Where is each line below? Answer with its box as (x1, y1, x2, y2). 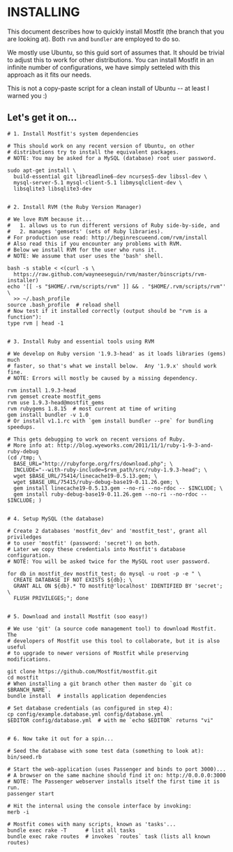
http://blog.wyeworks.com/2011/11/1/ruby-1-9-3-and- (57, 441, 214, 449)
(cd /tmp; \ (7, 454, 42, 461)
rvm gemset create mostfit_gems (7, 392, 101, 400)
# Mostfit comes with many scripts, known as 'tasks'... (7, 821, 176, 828)
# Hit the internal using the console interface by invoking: (7, 802, 192, 809)
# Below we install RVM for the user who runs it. (7, 246, 158, 254)
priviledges (7, 534, 42, 541)
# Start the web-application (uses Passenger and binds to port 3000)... (7, 765, 227, 772)
